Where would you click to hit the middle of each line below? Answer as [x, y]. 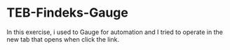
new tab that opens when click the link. [63, 39]
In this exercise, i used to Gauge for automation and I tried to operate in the [115, 32]
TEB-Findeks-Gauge [68, 13]
